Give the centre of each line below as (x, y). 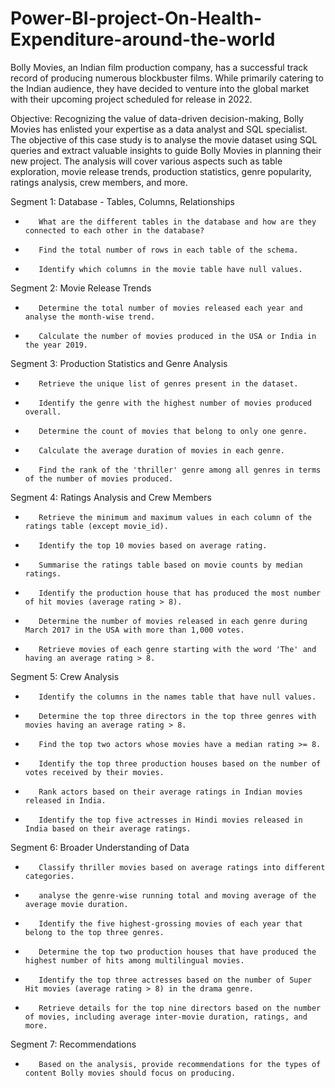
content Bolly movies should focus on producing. (130, 1073)
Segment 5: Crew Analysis (65, 676)
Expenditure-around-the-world (143, 39)
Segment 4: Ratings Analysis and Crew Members (111, 497)
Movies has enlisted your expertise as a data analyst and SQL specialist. (159, 129)
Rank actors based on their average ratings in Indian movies (170, 792)
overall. (43, 412)
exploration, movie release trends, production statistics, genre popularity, (161, 171)
